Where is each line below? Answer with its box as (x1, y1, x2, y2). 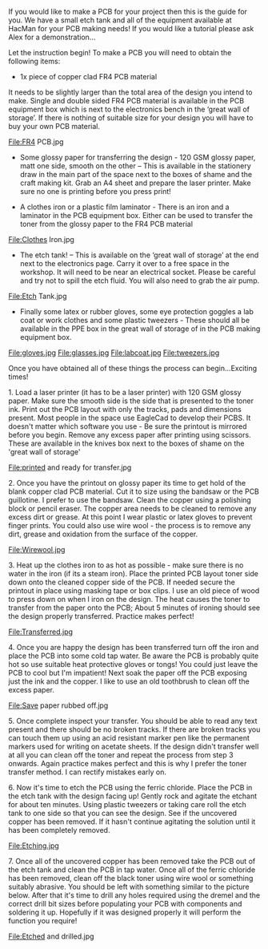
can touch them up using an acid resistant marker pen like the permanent (8, 733, 250, 742)
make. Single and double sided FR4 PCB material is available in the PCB (8, 96, 245, 105)
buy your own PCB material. (8, 122, 101, 131)
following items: (8, 56, 61, 66)
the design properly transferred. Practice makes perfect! (8, 612, 194, 620)
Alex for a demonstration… (8, 32, 96, 42)
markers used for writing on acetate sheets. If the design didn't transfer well (8, 741, 259, 751)
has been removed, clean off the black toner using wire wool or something (8, 874, 254, 882)
